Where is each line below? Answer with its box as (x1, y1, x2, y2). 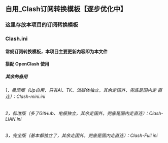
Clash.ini (5, 35, 28, 42)
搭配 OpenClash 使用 (5, 61, 50, 67)
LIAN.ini (5, 116, 22, 122)
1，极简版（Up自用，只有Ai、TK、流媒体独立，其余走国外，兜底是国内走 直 (5, 87, 162, 93)
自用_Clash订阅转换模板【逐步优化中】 (5, 5, 127, 14)
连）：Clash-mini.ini (5, 93, 46, 100)
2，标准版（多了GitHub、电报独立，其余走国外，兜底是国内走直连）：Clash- (5, 111, 163, 116)
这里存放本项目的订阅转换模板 (5, 21, 79, 28)
